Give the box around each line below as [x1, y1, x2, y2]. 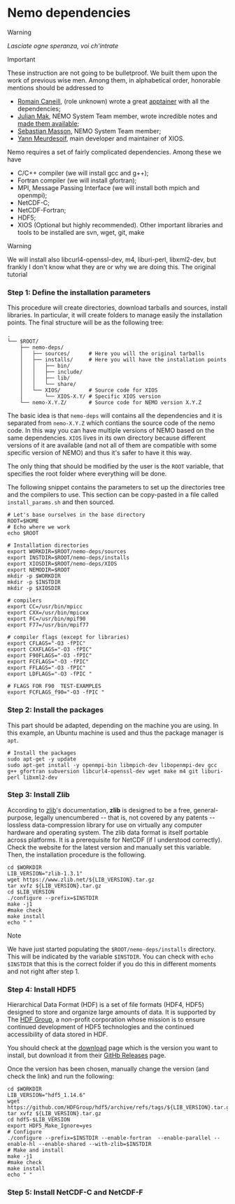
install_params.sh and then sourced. [7, 498, 115, 506]
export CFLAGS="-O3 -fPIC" [7, 640, 86, 647]
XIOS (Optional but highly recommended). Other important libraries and [17, 220, 223, 229]
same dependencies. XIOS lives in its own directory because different [7, 433, 206, 442]
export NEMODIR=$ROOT [7, 566, 71, 574]
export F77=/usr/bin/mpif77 [7, 622, 90, 629]
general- [193, 805, 219, 814]
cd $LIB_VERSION [7, 888, 55, 896]
